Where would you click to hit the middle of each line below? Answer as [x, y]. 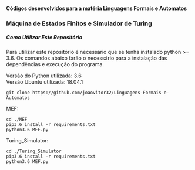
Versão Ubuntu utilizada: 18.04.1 [45, 82]
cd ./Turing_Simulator [34, 152]
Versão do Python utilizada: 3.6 [44, 76]
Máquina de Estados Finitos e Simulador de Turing [79, 23]
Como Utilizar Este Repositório [44, 38]
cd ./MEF [17, 120]
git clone [18, 93]
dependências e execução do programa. [55, 64]
